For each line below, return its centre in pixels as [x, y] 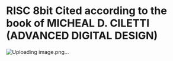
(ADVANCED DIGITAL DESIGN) [82, 36]
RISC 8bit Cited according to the [86, 11]
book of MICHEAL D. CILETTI [78, 23]
